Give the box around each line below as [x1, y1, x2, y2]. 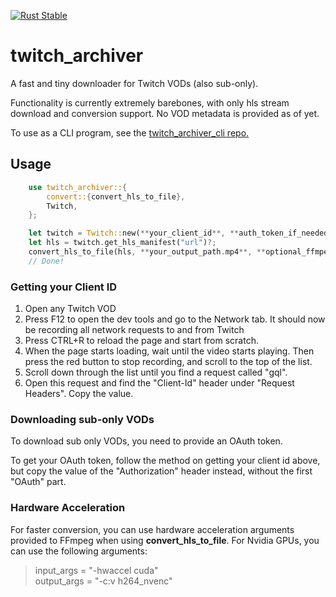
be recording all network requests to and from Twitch [24, 324, 245, 336]
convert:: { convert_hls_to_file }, [46, 191, 186, 202]
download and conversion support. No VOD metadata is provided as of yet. [10, 107, 320, 119]
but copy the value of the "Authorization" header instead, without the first [10, 465, 313, 477]
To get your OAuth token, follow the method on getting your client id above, [10, 455, 321, 467]
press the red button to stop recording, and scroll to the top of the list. [24, 356, 313, 368]
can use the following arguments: [10, 545, 148, 557]
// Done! [28, 256, 65, 266]
